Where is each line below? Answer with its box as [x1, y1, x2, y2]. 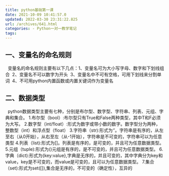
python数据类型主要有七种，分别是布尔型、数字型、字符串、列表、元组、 [7, 108, 159, 114]
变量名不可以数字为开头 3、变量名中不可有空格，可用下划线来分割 [19, 71, 157, 77]
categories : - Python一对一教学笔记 [5, 26, 77, 31]
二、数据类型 [5, 94, 45, 102]
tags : [5, 31, 17, 36]
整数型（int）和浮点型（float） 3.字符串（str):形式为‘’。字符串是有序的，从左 [5, 127, 164, 133]
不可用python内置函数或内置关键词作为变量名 [19, 78, 114, 84]
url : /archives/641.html [5, 21, 58, 27]
